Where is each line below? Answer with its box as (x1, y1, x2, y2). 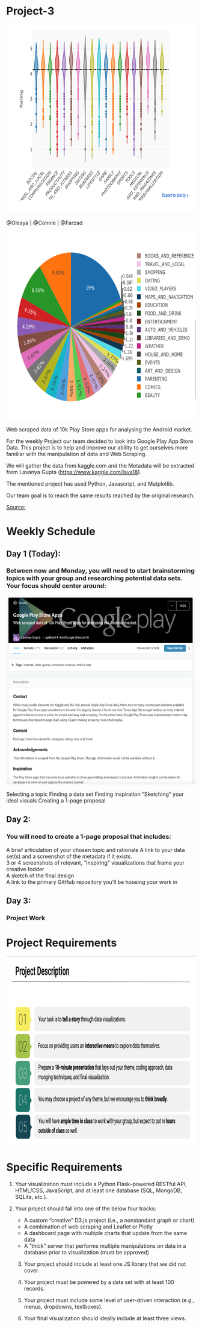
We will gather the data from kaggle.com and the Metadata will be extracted (6, 462, 194, 469)
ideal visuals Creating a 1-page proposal (6, 796, 106, 804)
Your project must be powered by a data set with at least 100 (23, 1278, 174, 1286)
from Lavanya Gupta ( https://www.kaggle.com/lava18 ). (6, 468, 142, 475)
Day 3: (6, 895, 31, 906)
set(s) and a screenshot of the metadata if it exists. (6, 853, 132, 860)
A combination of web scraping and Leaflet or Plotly (23, 1223, 153, 1230)
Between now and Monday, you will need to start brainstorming (6, 567, 195, 575)
